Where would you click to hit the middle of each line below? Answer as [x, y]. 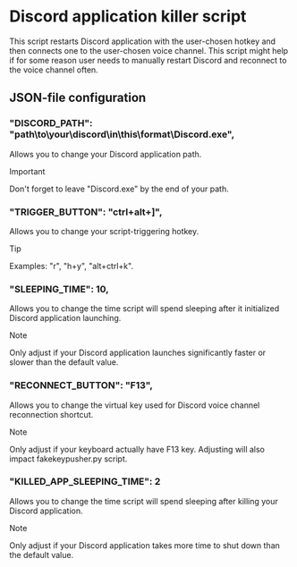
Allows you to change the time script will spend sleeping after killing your [144, 501]
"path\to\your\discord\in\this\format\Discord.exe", [122, 134]
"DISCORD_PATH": [51, 123]
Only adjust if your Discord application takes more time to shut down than [144, 545]
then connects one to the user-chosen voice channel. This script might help [149, 50]
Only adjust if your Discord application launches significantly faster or [138, 353]
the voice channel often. [54, 70]
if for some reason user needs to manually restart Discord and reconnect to [148, 60]
